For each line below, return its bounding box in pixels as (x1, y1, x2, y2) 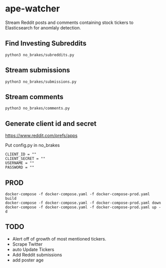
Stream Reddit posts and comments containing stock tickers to (5, 19, 134, 25)
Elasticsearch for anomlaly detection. (5, 24, 81, 30)
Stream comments (5, 93, 64, 101)
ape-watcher (5, 3, 60, 14)
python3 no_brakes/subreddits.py (5, 52, 75, 57)
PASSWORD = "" (5, 165, 35, 170)
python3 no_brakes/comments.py (5, 106, 70, 111)
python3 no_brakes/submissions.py (5, 79, 77, 84)
